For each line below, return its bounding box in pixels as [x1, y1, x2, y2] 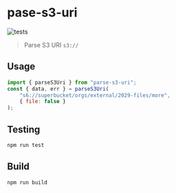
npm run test [7, 141, 45, 148]
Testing [7, 124, 41, 135]
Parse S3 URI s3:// [23, 41, 79, 49]
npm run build [7, 179, 48, 186]
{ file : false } [19, 98, 67, 105]
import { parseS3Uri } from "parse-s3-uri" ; [7, 79, 137, 86]
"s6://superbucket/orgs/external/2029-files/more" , [19, 91, 170, 99]
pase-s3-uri [7, 5, 78, 21]
